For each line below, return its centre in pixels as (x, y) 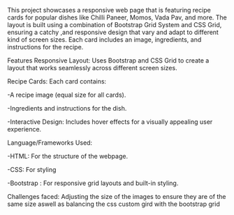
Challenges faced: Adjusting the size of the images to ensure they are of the (117, 197)
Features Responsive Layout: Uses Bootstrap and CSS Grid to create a (108, 61)
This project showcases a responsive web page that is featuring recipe (109, 10)
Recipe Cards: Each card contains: (57, 81)
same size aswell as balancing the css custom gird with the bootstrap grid (114, 204)
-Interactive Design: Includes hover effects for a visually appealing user (110, 122)
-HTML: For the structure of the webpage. (67, 156)
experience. (24, 129)
